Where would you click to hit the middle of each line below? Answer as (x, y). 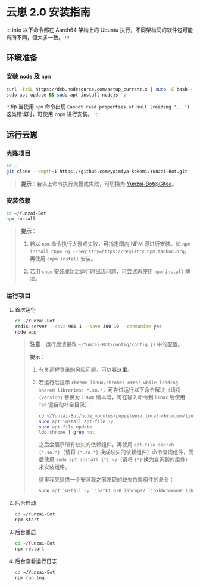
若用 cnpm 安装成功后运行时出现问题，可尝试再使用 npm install (107, 271)
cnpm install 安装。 (71, 258)
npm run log (29, 578)
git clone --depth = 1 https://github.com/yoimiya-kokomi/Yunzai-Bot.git (97, 171)
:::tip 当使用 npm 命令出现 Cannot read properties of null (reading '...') (98, 107)
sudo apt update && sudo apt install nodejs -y (66, 95)
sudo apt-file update (65, 427)
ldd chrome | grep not (67, 433)
